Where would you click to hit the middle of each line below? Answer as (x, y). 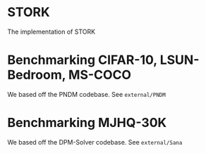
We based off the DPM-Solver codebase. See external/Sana (95, 142)
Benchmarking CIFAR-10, (82, 60)
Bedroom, (36, 75)
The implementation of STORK (51, 32)
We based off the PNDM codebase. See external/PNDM (86, 94)
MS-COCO (100, 75)
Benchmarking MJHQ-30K (87, 123)
